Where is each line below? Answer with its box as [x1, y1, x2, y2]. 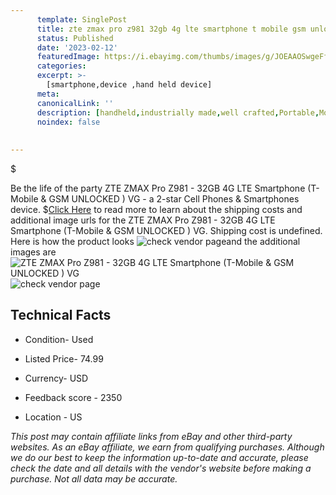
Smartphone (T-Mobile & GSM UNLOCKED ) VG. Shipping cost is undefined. [10, 225, 323, 236]
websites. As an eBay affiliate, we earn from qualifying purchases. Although [10, 441, 325, 453]
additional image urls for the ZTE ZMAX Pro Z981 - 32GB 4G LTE [10, 214, 276, 226]
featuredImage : [36, 52, 101, 62]
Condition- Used [24, 333, 94, 345]
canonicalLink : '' [36, 98, 114, 108]
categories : [36, 61, 87, 71]
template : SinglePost [36, 14, 128, 25]
